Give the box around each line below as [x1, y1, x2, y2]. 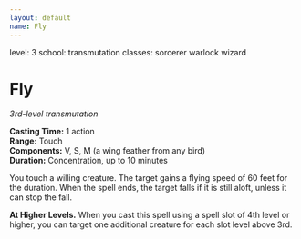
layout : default [9, 13, 71, 23]
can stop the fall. [9, 192, 73, 203]
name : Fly [9, 22, 47, 31]
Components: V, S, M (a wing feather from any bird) [9, 145, 206, 156]
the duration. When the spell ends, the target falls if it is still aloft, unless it [9, 183, 287, 194]
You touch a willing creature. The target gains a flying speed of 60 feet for [9, 173, 288, 184]
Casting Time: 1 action [9, 126, 96, 137]
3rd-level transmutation [9, 108, 99, 119]
